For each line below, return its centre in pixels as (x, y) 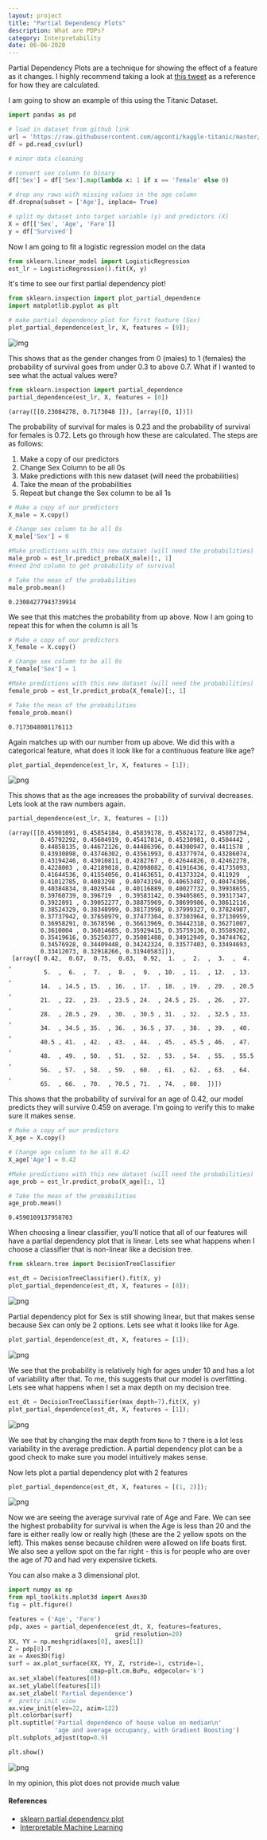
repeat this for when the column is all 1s (73, 625)
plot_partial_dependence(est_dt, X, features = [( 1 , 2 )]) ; (108, 1487)
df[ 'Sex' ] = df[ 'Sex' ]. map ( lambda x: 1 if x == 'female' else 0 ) (119, 180)
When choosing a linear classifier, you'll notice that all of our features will (128, 1233)
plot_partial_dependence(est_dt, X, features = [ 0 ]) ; (99, 1286)
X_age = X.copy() (37, 1138)
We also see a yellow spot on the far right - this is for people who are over (129, 1551)
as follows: (26, 443)
